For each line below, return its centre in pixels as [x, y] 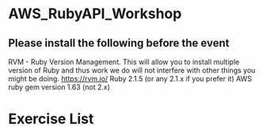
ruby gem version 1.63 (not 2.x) [59, 87]
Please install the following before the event [119, 43]
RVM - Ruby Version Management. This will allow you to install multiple [124, 62]
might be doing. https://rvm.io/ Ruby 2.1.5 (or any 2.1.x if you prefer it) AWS [130, 79]
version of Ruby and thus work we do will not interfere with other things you [132, 70]
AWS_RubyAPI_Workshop [95, 14]
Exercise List [51, 119]
